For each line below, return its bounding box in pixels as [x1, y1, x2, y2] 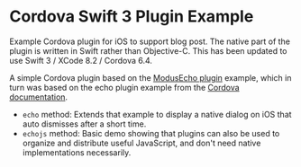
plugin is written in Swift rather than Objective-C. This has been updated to [9, 45, 287, 56]
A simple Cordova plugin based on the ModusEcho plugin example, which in [9, 72, 292, 83]
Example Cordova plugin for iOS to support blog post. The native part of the [9, 36, 291, 47]
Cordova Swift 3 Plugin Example [9, 6, 254, 27]
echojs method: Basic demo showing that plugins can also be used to [22, 127, 280, 138]
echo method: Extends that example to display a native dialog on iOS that [22, 109, 292, 119]
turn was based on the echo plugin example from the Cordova [9, 82, 241, 92]
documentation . [9, 92, 68, 102]
